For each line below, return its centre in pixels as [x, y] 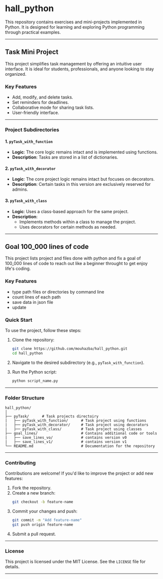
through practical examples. [33, 32]
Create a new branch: [34, 493]
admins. [20, 189]
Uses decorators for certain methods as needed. [68, 227]
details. [12, 567]
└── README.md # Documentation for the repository [80, 446]
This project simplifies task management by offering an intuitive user [73, 64]
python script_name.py [35, 381]
